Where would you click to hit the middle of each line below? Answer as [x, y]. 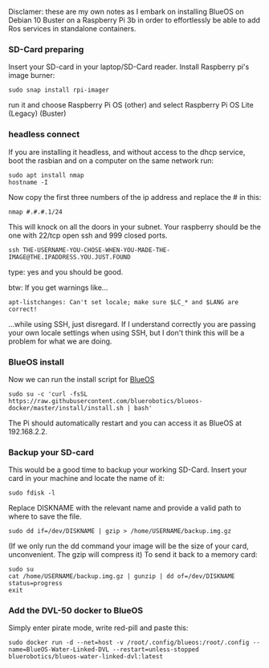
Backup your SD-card [51, 452]
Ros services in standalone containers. [72, 29]
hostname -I [28, 182]
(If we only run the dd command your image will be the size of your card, [128, 546]
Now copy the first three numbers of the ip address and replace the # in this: [135, 197]
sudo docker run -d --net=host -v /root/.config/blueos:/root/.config [129, 643]
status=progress [35, 584]
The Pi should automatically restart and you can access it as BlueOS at [125, 423]
